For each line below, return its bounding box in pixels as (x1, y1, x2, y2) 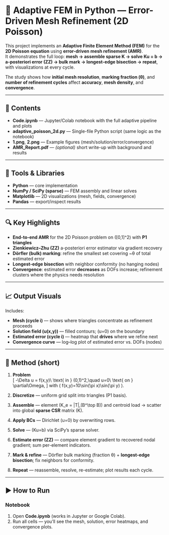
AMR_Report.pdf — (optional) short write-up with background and (12, 144, 152, 150)
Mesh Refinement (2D (35, 15, 129, 27)
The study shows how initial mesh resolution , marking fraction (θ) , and (5, 74, 155, 80)
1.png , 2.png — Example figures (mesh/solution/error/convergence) (12, 139, 154, 145)
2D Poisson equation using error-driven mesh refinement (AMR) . (5, 48, 143, 54)
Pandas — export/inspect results (12, 198, 81, 204)
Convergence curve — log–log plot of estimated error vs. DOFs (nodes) (12, 339, 162, 345)
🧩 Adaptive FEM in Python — (5, 5, 127, 16)
